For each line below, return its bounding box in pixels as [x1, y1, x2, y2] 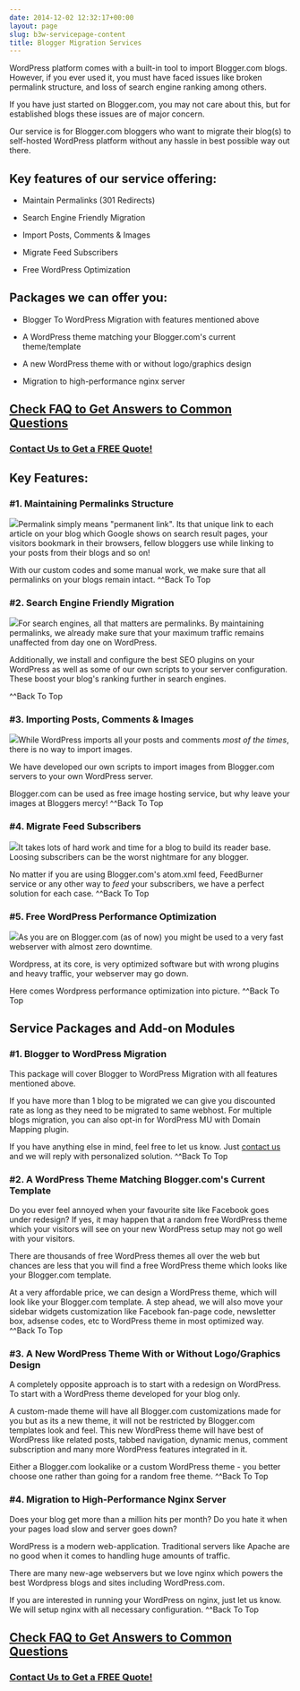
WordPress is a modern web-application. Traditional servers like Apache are [9, 1540, 290, 1551]
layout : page [9, 22, 58, 30]
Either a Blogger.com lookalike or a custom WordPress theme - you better [9, 1461, 281, 1472]
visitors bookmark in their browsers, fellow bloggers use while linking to [9, 537, 275, 548]
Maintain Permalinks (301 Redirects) [21, 195, 156, 206]
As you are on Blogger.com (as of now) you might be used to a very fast [18, 932, 284, 942]
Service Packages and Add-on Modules [9, 1021, 236, 1036]
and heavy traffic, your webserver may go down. [9, 968, 189, 979]
